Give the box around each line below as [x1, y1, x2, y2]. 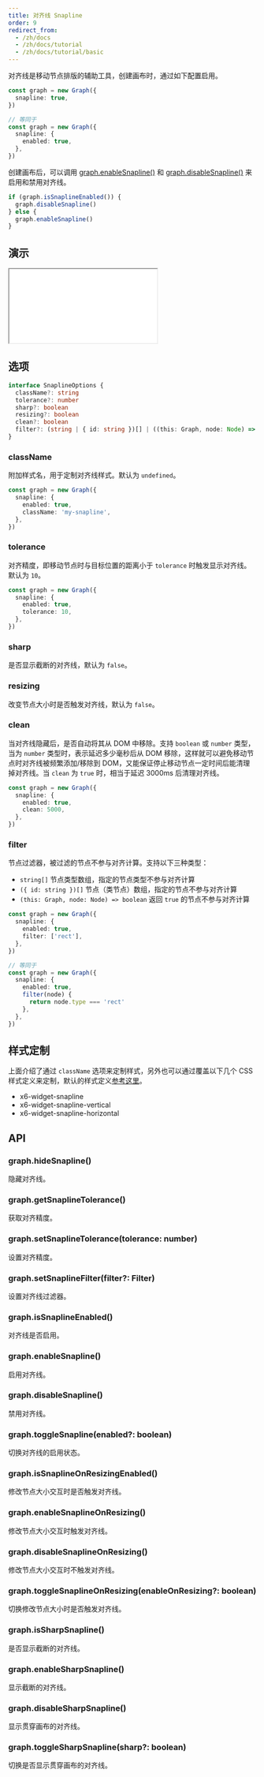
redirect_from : [8, 26, 58, 34]
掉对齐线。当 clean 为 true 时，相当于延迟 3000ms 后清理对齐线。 [8, 768, 224, 777]
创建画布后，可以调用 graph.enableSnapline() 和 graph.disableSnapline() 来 [8, 167, 252, 177]
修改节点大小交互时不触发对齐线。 [8, 1566, 119, 1574]
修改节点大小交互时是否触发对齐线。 [8, 1487, 126, 1496]
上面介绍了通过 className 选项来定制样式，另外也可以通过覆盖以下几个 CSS [8, 1066, 254, 1076]
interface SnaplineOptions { [8, 381, 104, 389]
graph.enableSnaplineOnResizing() [8, 1507, 146, 1518]
